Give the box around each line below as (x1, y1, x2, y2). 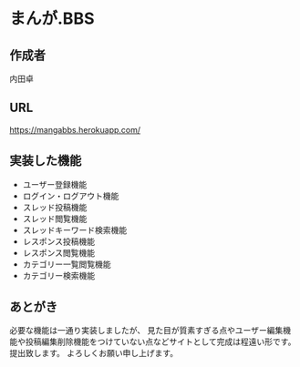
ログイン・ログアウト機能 (22, 190, 119, 201)
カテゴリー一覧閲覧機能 (22, 259, 111, 270)
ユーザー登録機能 (22, 178, 88, 189)
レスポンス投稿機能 (22, 236, 96, 247)
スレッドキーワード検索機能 (22, 224, 128, 235)
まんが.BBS (9, 8, 95, 29)
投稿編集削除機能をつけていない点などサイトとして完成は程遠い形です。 (25, 336, 296, 347)
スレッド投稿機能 (22, 201, 88, 212)
